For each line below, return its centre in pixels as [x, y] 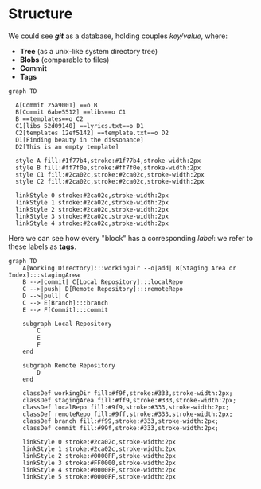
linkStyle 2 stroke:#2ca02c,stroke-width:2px [92, 209]
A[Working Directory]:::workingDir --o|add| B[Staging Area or [130, 268]
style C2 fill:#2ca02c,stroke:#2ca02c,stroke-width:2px [110, 181]
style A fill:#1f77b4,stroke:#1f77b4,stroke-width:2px [108, 161]
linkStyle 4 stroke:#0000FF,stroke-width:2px [99, 470]
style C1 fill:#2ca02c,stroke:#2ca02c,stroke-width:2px [110, 175]
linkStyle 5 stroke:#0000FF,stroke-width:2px [99, 477]
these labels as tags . [43, 246]
